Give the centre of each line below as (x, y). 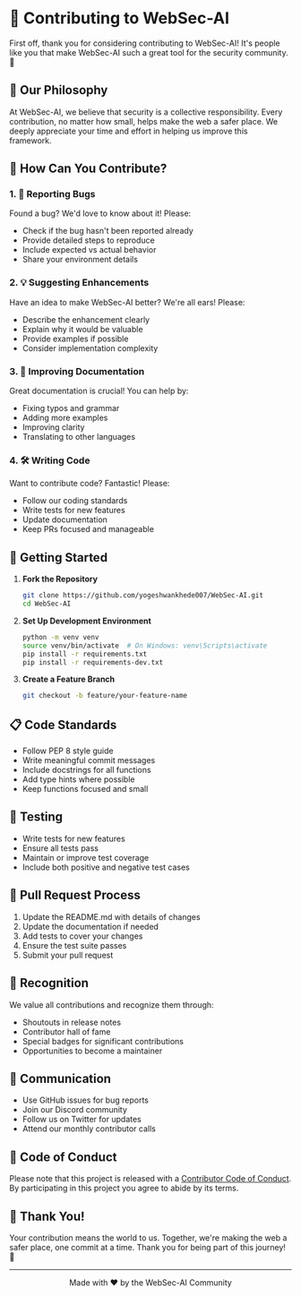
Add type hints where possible (78, 779)
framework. (30, 140)
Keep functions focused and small (85, 789)
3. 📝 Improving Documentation (77, 371)
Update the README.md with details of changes (111, 916)
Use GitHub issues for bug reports (86, 1100)
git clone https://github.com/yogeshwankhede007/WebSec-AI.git (143, 596)
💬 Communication (60, 1078)
